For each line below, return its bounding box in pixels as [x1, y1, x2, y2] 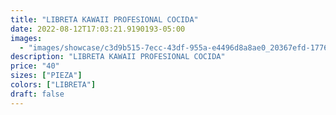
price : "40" [10, 61, 60, 71]
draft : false [10, 89, 65, 99]
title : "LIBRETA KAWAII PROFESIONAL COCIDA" [10, 14, 199, 25]
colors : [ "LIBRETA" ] [10, 80, 97, 90]
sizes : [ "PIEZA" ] [10, 71, 83, 81]
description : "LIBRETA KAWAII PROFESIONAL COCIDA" [10, 52, 226, 62]
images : [10, 33, 43, 43]
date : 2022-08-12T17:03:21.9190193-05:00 [10, 24, 186, 34]
